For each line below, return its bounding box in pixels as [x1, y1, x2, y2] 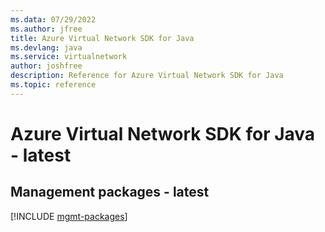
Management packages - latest [10, 184, 210, 201]
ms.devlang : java [10, 42, 83, 53]
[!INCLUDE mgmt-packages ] [10, 210, 128, 222]
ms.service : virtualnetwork [10, 52, 128, 62]
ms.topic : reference [10, 80, 97, 90]
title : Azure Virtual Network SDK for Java [10, 33, 195, 43]
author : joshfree [10, 61, 83, 71]
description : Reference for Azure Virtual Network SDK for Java [10, 71, 284, 81]
